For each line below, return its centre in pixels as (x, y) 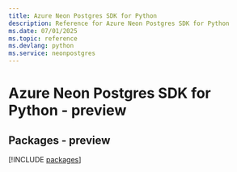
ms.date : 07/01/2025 (43, 31)
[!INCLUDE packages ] (45, 159)
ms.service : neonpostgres (52, 53)
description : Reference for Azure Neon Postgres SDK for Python (119, 23)
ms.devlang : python (41, 46)
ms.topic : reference (43, 38)
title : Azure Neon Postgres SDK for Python (83, 16)
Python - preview (68, 111)
